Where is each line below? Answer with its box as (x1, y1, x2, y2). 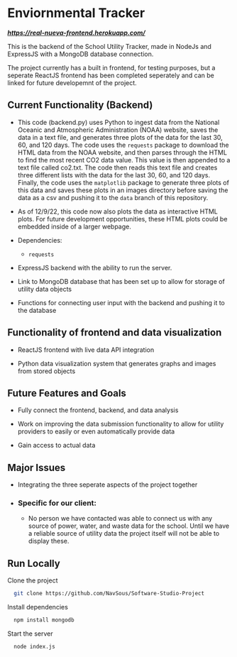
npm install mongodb (13, 617, 75, 624)
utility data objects (17, 285, 72, 293)
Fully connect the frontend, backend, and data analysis (17, 406, 179, 414)
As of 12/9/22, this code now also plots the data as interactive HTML (17, 207, 218, 216)
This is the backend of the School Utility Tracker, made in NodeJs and (7, 42, 211, 50)
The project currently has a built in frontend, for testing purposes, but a (7, 63, 216, 72)
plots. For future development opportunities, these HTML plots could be (17, 214, 228, 223)
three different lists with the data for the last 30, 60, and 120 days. (17, 170, 211, 179)
